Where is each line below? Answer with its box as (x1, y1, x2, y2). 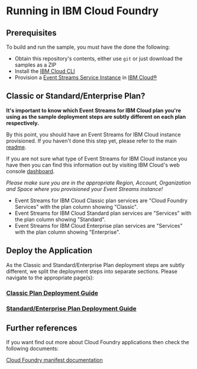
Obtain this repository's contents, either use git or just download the (14, 55, 183, 62)
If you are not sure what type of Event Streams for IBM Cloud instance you (6, 155, 188, 162)
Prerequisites (6, 28, 57, 38)
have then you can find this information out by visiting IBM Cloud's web (6, 161, 180, 168)
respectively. (6, 119, 40, 126)
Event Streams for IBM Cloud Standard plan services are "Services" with (14, 209, 192, 217)
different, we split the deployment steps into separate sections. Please (6, 268, 177, 275)
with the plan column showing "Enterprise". (14, 228, 120, 236)
